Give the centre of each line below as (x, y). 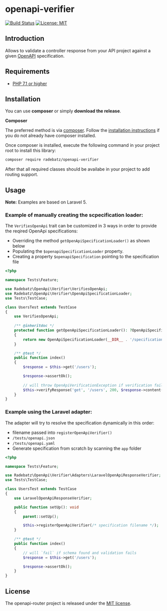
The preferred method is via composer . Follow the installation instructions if (83, 130)
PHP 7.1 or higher (30, 84)
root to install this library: (31, 151)
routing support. (22, 175)
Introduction (25, 39)
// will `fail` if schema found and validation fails (80, 553)
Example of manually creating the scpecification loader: (74, 215)
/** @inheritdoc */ (34, 326)
